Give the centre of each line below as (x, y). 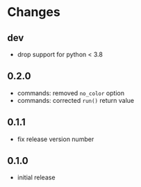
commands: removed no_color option (71, 93)
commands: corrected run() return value (75, 100)
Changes (34, 12)
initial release (36, 177)
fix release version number (56, 139)
